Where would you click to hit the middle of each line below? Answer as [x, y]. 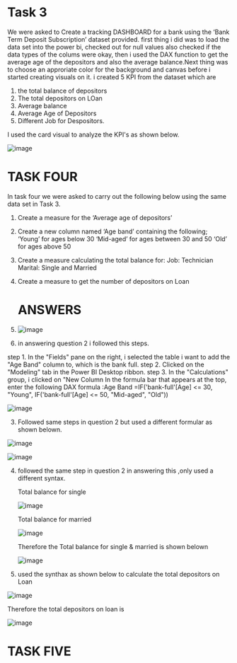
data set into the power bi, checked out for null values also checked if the [114, 47]
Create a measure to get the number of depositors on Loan [103, 281]
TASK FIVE [39, 651]
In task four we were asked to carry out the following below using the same [117, 196]
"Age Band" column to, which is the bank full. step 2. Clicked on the [106, 364]
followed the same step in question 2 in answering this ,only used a [115, 471]
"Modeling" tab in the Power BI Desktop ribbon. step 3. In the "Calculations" [118, 371]
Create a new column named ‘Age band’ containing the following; [112, 231]
